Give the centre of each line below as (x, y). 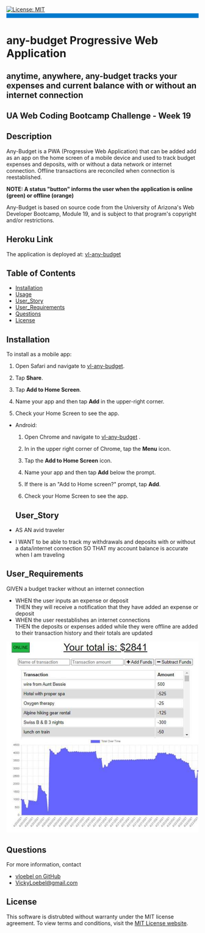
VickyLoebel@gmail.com (46, 882)
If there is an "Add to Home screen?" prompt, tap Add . (92, 485)
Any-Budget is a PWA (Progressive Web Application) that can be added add (101, 151)
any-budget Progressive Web (82, 41)
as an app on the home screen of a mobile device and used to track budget (101, 157)
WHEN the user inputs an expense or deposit (72, 600)
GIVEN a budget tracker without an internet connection (75, 588)
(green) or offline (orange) (40, 195)
